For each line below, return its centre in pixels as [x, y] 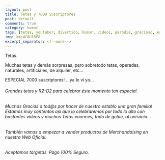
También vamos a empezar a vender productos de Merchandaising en [77, 132]
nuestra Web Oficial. [26, 137]
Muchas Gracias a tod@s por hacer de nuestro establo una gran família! [79, 106]
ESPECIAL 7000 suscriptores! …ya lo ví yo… [50, 80]
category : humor [22, 28]
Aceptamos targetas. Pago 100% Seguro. [47, 152]
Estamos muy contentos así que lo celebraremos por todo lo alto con [75, 111]
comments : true [21, 23]
